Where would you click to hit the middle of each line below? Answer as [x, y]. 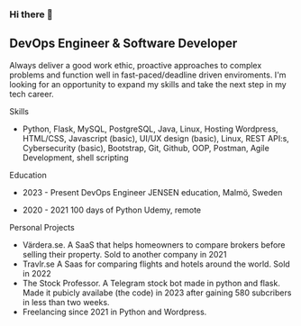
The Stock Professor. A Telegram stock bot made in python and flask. [151, 283]
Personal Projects [42, 227]
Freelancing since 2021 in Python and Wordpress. [114, 312]
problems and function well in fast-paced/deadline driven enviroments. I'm [148, 75]
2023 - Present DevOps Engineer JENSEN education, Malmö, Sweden [152, 192]
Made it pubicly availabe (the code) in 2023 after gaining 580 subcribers [157, 293]
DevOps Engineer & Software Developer [123, 44]
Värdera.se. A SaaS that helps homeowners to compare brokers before [154, 244]
